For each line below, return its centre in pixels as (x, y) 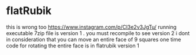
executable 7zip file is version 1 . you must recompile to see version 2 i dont (98, 33)
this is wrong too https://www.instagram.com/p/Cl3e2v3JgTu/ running (92, 27)
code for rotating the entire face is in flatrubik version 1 (73, 46)
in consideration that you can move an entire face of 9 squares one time (94, 39)
